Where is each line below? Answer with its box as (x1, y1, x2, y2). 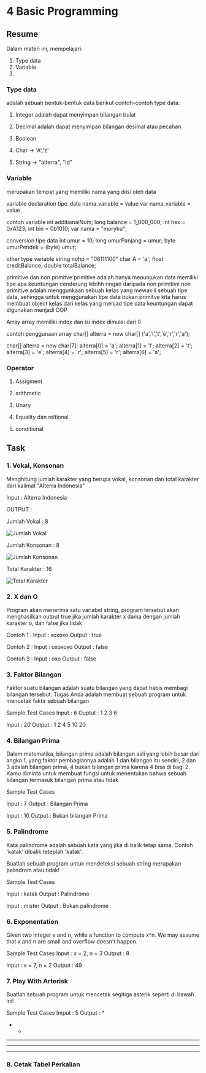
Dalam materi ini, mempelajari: (6, 45, 83, 52)
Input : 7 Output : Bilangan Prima (6, 800, 88, 808)
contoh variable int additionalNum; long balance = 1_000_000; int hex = (6, 218, 186, 225)
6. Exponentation (6, 917, 59, 926)
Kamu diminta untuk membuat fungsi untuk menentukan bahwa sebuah (6, 770, 187, 777)
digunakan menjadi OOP (6, 306, 67, 314)
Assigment (15, 378, 43, 385)
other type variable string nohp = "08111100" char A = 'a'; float (6, 255, 164, 262)
